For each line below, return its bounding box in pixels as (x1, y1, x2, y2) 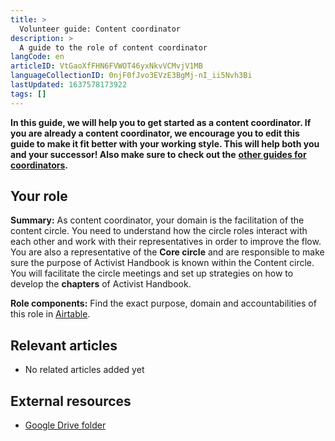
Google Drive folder (24, 419, 107, 431)
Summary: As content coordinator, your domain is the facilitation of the (10, 214, 305, 226)
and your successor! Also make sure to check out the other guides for (10, 148, 307, 160)
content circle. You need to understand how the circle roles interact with (10, 225, 308, 237)
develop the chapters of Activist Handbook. (10, 278, 192, 290)
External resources (10, 392, 132, 410)
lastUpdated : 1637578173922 (10, 80, 128, 90)
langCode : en (10, 52, 65, 62)
